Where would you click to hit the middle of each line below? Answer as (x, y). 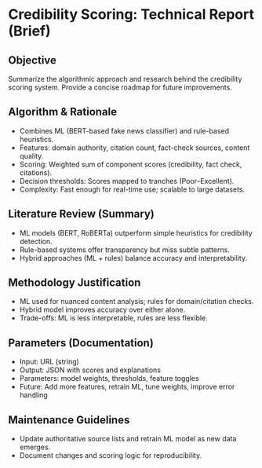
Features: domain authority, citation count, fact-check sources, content (135, 148)
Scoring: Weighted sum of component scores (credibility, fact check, (131, 164)
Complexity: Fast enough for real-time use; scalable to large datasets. (132, 189)
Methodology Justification (75, 283)
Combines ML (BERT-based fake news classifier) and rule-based (124, 130)
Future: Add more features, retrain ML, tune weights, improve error (127, 387)
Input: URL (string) (49, 362)
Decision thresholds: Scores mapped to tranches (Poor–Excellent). (127, 181)
